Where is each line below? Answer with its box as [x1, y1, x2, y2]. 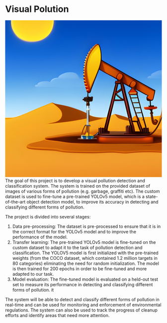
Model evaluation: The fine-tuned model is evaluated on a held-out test [12, 276, 158, 282]
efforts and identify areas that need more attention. [5, 312, 110, 318]
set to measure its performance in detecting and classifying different [12, 281, 153, 287]
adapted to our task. [12, 271, 54, 277]
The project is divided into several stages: [5, 214, 91, 219]
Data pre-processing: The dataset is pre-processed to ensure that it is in [12, 223, 161, 229]
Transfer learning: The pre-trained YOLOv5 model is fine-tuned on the [12, 239, 156, 245]
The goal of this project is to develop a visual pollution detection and [5, 178, 146, 184]
